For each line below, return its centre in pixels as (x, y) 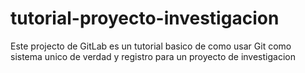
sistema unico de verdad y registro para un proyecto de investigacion (153, 56)
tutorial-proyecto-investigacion (145, 18)
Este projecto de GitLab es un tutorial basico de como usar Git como (151, 46)
